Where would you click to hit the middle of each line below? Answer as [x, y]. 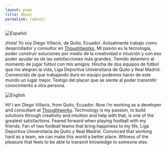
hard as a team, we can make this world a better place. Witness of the [77, 137]
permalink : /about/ [25, 19]
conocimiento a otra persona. [35, 85]
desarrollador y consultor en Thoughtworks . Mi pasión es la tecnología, [79, 48]
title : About [19, 14]
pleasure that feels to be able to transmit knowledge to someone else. [77, 142]
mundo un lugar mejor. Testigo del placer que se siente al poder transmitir [81, 80]
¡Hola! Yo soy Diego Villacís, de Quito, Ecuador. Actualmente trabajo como [81, 43]
